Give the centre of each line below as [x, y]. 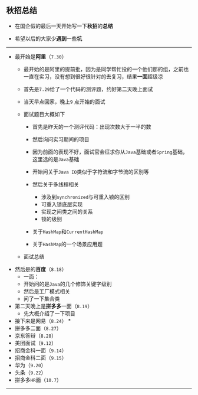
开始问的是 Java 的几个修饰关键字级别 [67, 284]
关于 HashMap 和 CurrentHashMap [68, 231]
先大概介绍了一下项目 [49, 313]
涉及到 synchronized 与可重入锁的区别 [85, 197]
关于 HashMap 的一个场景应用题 [67, 244]
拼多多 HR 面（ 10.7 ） [38, 380]
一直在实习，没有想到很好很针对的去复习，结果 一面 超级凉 [93, 76]
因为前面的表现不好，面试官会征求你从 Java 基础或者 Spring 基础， [110, 152]
